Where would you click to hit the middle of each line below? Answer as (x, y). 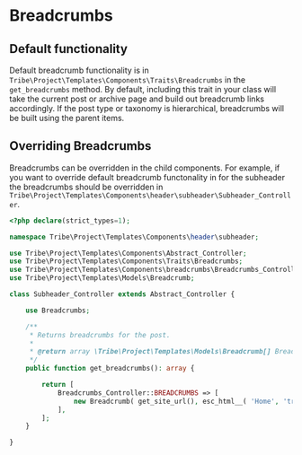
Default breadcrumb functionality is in (80, 70)
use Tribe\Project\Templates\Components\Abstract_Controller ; (128, 253)
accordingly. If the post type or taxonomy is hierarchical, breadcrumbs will (147, 108)
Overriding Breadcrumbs (80, 146)
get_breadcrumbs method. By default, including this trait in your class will (143, 89)
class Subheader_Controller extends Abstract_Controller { (122, 294)
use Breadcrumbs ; (58, 311)
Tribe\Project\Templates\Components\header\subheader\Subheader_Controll (151, 195)
